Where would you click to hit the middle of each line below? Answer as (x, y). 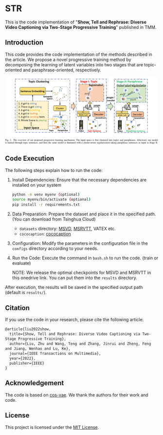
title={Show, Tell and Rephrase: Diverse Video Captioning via (75, 334)
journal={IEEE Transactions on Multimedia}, (55, 353)
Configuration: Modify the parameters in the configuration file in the (80, 243)
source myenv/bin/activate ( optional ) (51, 200)
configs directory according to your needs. (55, 249)
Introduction (24, 43)
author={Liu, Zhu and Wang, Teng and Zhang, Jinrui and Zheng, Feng (80, 344)
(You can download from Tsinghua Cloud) (54, 219)
